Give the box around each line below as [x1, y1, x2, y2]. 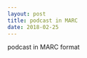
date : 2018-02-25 [7, 23, 59, 30]
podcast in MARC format [7, 43, 80, 52]
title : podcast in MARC [7, 17, 78, 24]
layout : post [7, 10, 46, 18]
